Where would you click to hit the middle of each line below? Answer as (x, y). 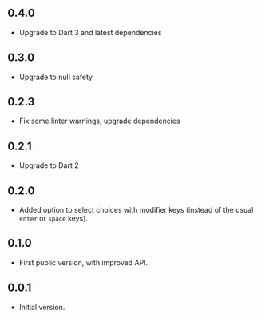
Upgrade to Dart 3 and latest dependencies (90, 32)
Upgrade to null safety (56, 77)
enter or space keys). (53, 218)
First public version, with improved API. (83, 262)
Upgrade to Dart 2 (49, 165)
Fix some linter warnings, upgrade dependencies (99, 121)
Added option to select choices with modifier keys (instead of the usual (136, 210)
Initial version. (42, 307)
